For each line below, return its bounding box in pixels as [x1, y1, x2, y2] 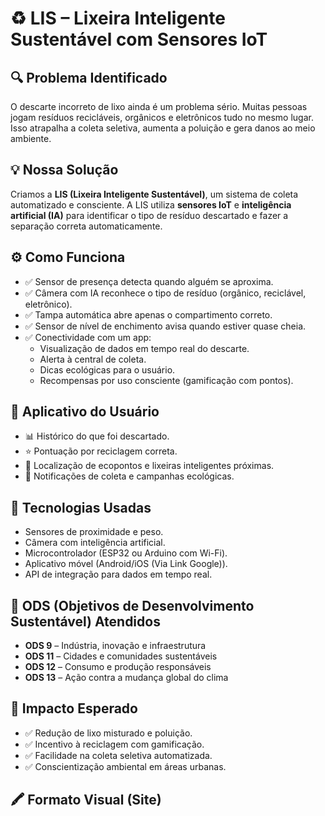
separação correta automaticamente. [10, 220, 163, 232]
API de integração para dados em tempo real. [24, 568, 213, 581]
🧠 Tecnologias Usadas [10, 499, 152, 516]
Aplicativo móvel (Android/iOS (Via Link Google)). [24, 558, 228, 570]
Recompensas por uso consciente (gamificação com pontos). [39, 374, 294, 386]
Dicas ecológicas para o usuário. [39, 363, 176, 376]
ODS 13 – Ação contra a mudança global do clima [24, 672, 229, 684]
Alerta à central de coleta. [39, 353, 147, 365]
